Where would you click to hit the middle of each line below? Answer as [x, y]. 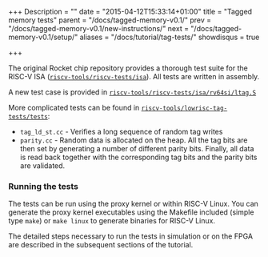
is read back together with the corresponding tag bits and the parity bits [138, 157]
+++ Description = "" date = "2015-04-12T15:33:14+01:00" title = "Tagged [130, 12]
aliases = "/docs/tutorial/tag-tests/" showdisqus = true [170, 37]
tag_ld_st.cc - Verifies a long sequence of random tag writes [121, 132]
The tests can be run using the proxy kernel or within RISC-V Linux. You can [133, 204]
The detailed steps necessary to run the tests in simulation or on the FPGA [131, 236]
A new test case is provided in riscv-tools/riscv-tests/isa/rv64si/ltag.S [132, 92]
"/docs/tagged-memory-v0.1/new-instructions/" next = [99, 28]
